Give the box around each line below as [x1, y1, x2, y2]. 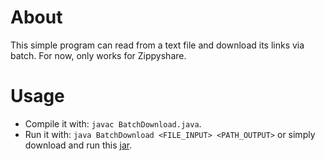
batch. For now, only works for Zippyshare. [10, 49, 187, 61]
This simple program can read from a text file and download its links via [10, 39, 305, 51]
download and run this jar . [24, 139, 133, 151]
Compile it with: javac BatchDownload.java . [24, 117, 202, 130]
